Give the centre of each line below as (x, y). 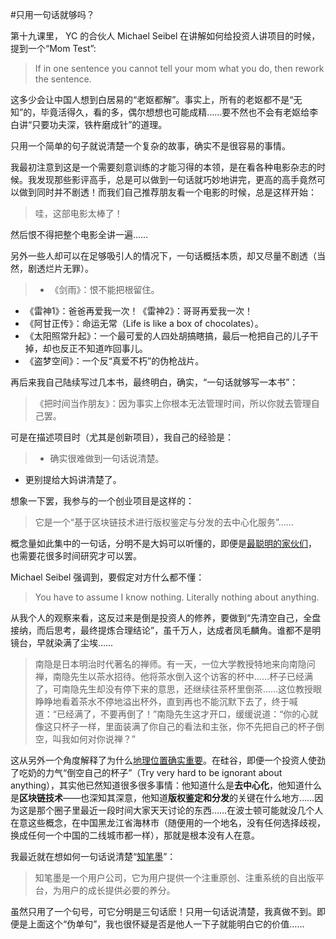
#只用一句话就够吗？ (52, 14)
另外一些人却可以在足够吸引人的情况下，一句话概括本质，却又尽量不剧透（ (163, 256)
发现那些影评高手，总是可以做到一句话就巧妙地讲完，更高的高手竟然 (176, 179)
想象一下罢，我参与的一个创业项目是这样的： (102, 501)
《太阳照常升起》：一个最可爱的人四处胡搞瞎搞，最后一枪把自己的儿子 (167, 336)
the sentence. (63, 79)
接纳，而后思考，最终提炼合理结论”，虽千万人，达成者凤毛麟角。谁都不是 (161, 630)
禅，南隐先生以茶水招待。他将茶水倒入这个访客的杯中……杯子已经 (169, 676)
